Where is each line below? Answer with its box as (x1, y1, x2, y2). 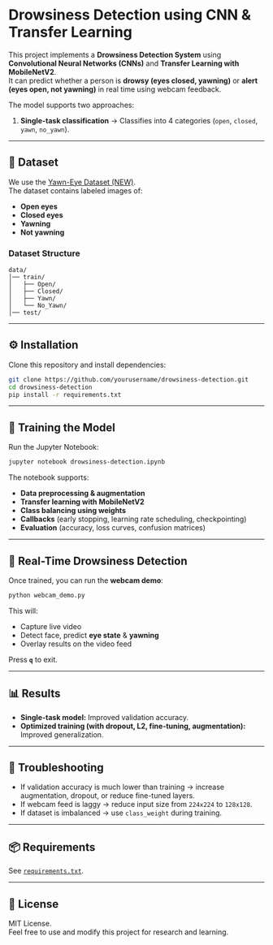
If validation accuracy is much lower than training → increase (19, 782, 225, 792)
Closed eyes (19, 209, 63, 220)
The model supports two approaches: (8, 100, 135, 110)
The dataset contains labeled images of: (8, 185, 143, 196)
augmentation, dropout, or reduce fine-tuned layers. (19, 791, 195, 800)
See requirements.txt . (8, 866, 84, 876)
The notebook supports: (8, 472, 89, 482)
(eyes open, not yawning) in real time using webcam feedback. (8, 84, 222, 94)
